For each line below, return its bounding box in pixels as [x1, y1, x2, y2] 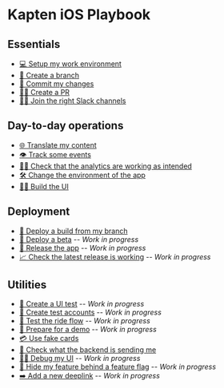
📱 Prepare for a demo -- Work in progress [18, 325, 157, 335]
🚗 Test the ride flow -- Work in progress [18, 316, 151, 326]
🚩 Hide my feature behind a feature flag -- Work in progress [18, 362, 217, 372]
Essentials [7, 38, 61, 51]
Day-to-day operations [7, 119, 124, 133]
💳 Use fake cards [18, 334, 79, 343]
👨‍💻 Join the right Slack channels [18, 96, 126, 105]
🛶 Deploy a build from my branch [18, 226, 128, 236]
